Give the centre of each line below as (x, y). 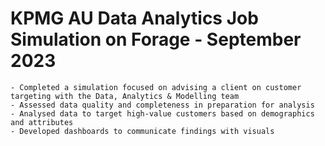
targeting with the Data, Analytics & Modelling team (125, 96)
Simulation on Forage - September (156, 39)
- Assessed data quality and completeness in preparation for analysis (162, 105)
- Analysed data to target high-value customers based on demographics (162, 113)
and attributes (42, 122)
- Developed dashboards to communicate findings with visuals (142, 131)
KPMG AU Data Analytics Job (134, 18)
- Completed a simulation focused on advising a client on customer (156, 87)
